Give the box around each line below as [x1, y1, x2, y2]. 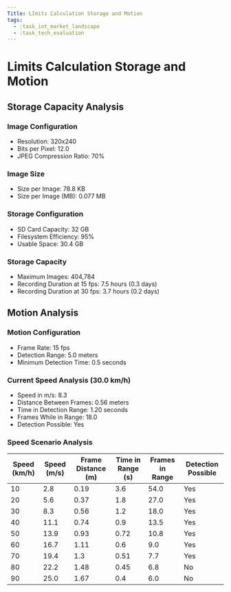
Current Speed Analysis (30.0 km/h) [7, 375, 131, 385]
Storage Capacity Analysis [7, 101, 124, 112]
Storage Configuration [7, 210, 84, 219]
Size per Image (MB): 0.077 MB [16, 192, 106, 201]
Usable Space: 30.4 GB [16, 239, 84, 248]
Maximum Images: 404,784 [16, 273, 95, 281]
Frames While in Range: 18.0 [16, 413, 98, 421]
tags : [7, 17, 23, 23]
